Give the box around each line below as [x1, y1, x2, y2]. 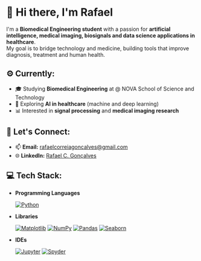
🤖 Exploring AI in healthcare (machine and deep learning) [14, 100, 159, 108]
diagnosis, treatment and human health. [6, 51, 106, 58]
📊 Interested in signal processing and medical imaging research [14, 107, 179, 114]
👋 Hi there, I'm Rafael [6, 5, 113, 19]
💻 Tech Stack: [6, 170, 62, 181]
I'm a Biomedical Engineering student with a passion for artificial [6, 25, 171, 33]
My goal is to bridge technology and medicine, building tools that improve [6, 45, 190, 52]
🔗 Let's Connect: [6, 127, 71, 137]
